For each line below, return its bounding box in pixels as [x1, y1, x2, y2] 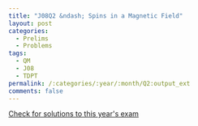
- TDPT [15, 72, 38, 80]
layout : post [8, 19, 53, 27]
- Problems [15, 42, 53, 50]
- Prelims [15, 34, 49, 43]
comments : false [8, 86, 63, 95]
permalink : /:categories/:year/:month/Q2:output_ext [8, 79, 191, 87]
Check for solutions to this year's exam [8, 109, 140, 119]
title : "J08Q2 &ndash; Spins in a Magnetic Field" [8, 11, 183, 20]
